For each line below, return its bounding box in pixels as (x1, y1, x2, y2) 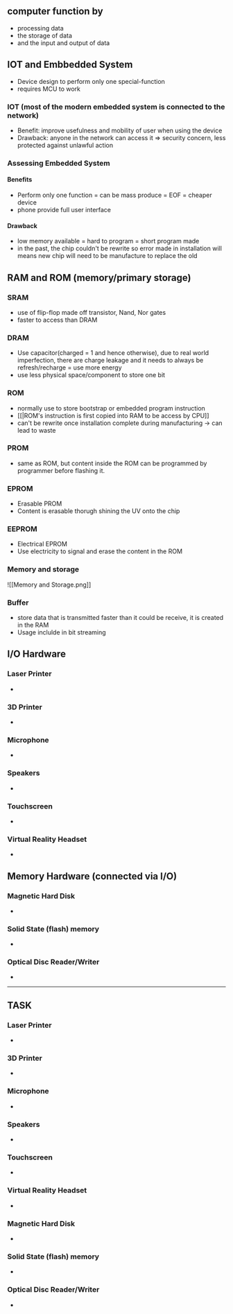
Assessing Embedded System (7, 158, 110, 168)
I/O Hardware (7, 648, 66, 660)
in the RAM (17, 621, 49, 630)
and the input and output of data (17, 38, 110, 47)
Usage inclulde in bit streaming (17, 628, 106, 637)
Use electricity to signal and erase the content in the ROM (17, 547, 182, 555)
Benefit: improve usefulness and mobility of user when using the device (17, 126, 223, 135)
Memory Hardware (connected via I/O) (7, 870, 178, 882)
